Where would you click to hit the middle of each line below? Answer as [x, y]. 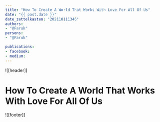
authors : [14, 24]
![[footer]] [15, 115]
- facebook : [17, 51]
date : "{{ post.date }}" [31, 14]
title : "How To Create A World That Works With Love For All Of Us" [78, 10]
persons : [14, 33]
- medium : [15, 56]
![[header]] [16, 70]
